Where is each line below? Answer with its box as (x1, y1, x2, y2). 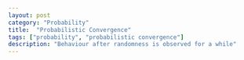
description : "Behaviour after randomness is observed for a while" (8, 41, 237, 48)
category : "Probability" (8, 19, 89, 26)
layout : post (8, 11, 51, 19)
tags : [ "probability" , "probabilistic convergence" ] (8, 33, 184, 41)
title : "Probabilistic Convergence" (8, 26, 132, 34)
